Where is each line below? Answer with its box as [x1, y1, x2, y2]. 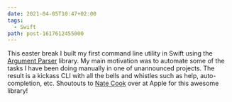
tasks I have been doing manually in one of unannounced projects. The [7, 64, 215, 72]
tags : [7, 17, 23, 24]
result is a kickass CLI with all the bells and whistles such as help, [7, 72, 199, 80]
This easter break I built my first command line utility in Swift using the [7, 49, 213, 58]
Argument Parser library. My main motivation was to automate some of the [7, 57, 225, 65]
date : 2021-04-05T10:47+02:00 [7, 10, 97, 18]
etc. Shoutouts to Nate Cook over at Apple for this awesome [43, 79, 219, 88]
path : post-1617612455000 [7, 30, 84, 37]
